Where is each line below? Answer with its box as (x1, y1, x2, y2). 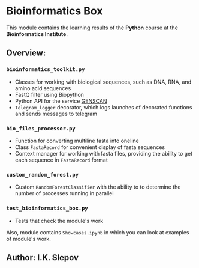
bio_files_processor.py (6, 125, 76, 132)
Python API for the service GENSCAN (14, 97, 107, 105)
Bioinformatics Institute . (6, 30, 68, 37)
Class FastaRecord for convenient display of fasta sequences (14, 143, 165, 151)
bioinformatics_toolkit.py (6, 66, 85, 73)
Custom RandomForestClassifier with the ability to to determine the (14, 183, 181, 190)
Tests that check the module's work (14, 217, 104, 224)
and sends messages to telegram (14, 110, 98, 117)
